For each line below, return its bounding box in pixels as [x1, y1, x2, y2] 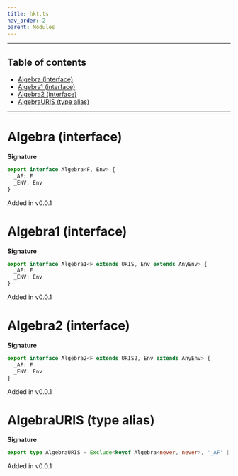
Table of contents [7, 56, 86, 68]
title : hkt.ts [7, 10, 50, 18]
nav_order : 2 [7, 17, 46, 24]
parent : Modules [7, 23, 55, 30]
